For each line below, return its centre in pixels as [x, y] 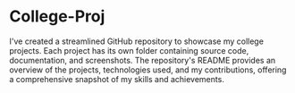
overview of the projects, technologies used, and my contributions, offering [148, 70]
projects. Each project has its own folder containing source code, [129, 50]
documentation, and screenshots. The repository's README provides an [143, 60]
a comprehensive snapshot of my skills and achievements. [117, 79]
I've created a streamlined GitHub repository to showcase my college [136, 41]
